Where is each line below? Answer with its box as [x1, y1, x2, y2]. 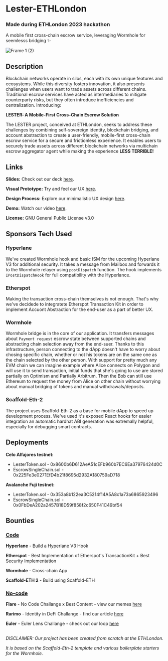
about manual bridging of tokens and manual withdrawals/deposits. [6, 384, 145, 390]
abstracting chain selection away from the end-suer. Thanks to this [6, 341, 144, 347]
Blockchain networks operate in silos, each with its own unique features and [6, 76, 163, 82]
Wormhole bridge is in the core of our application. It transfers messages [6, 330, 154, 337]
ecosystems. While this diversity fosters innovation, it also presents [6, 81, 145, 87]
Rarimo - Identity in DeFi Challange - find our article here [6, 611, 124, 617]
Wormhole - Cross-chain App [6, 568, 68, 574]
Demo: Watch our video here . [6, 205, 67, 211]
